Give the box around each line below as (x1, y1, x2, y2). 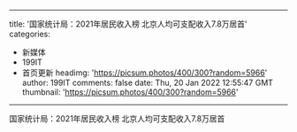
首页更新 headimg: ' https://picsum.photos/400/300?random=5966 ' (21, 67, 268, 78)
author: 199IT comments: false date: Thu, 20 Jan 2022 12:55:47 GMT (21, 77, 274, 88)
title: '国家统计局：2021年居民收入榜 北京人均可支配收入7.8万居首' (9, 19, 247, 29)
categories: (9, 28, 50, 39)
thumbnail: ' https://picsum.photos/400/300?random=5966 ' (21, 87, 239, 97)
